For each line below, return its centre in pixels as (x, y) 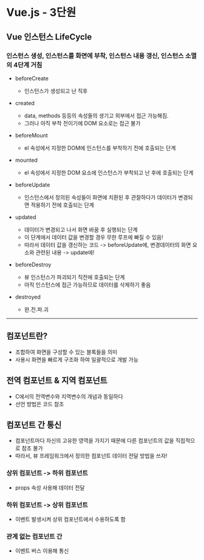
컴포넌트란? (27, 336)
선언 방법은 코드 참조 (39, 404)
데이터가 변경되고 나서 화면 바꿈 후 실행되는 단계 (81, 229)
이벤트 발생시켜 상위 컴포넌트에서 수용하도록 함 (70, 519)
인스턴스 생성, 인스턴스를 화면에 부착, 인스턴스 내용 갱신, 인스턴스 (95, 55)
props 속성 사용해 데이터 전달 (50, 488)
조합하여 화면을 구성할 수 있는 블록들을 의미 (66, 352)
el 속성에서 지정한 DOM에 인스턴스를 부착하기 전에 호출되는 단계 (100, 148)
